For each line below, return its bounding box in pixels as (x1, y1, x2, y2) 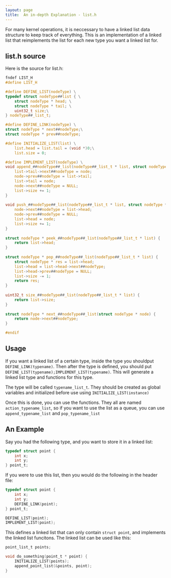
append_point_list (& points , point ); (14, 563, 93, 568)
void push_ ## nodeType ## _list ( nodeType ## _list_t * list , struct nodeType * (5, 202, 167, 207)
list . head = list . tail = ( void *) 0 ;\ (14, 146, 95, 151)
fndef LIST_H (5, 75, 33, 81)
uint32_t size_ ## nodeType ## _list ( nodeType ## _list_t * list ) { (5, 293, 140, 298)
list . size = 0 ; (14, 150, 47, 156)
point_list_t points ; (5, 545, 51, 550)
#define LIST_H (5, 80, 38, 85)
